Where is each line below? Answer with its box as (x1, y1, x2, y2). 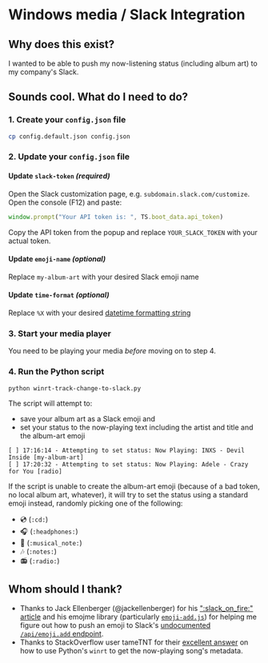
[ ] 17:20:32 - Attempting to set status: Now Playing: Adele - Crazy (8, 461, 249, 469)
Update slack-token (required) (8, 171, 110, 181)
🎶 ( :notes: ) (19, 546, 58, 557)
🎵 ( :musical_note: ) (19, 538, 82, 548)
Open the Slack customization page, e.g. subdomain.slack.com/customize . (8, 189, 250, 198)
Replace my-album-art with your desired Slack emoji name (8, 272, 200, 282)
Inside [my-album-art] (8, 453, 84, 461)
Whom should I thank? (8, 582, 122, 596)
